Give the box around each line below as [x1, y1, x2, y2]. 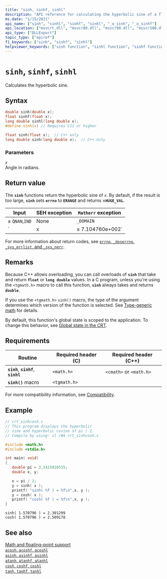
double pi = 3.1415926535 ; [11, 465, 68, 470]
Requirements [5, 336, 50, 345]
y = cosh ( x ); [11, 493, 43, 497]
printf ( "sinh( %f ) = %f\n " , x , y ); [11, 488, 90, 493]
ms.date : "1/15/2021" [5, 16, 50, 21]
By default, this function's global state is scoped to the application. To [5, 317, 148, 323]
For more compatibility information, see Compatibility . [5, 392, 115, 398]
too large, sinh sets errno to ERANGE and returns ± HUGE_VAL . [5, 197, 125, 203]
